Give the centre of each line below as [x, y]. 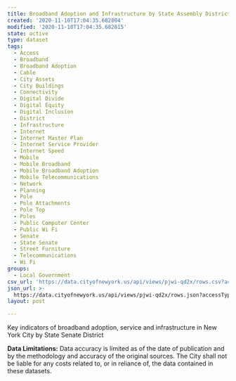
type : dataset [28, 40]
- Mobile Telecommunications [56, 177]
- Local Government [42, 275]
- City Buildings [39, 86]
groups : [19, 269]
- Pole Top [29, 210]
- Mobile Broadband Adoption [56, 170]
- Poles [25, 217]
